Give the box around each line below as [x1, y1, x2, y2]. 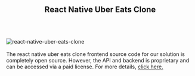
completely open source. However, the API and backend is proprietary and [6, 57, 190, 64]
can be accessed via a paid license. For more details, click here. [6, 63, 163, 70]
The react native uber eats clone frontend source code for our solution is [6, 50, 185, 58]
